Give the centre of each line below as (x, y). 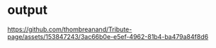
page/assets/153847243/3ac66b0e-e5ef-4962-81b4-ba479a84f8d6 (108, 36)
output (28, 10)
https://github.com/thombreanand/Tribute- (70, 29)
